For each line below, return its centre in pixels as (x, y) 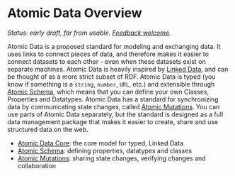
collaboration (37, 165)
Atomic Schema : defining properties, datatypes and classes (105, 150)
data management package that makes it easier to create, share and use (113, 121)
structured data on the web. (48, 129)
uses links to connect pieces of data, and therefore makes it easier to (108, 54)
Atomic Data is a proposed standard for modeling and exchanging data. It (114, 46)
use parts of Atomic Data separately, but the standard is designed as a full (115, 114)
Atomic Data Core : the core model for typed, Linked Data (101, 143)
